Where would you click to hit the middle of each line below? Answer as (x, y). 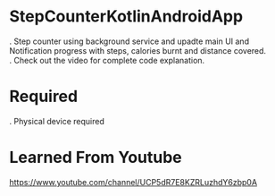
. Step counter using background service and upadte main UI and (129, 41)
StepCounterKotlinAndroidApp (126, 17)
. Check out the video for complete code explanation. (107, 60)
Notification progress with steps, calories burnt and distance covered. (137, 50)
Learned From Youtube (96, 158)
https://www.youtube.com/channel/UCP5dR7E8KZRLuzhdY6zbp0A (133, 182)
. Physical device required (57, 121)
